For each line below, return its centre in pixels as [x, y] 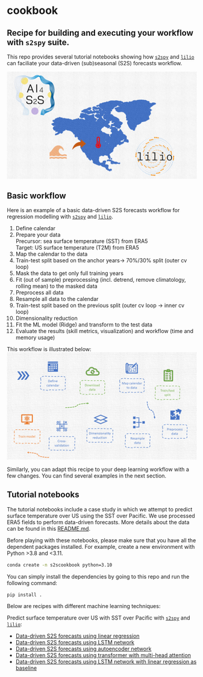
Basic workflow [36, 196]
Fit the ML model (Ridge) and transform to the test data [84, 325]
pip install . [25, 595]
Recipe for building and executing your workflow [100, 33]
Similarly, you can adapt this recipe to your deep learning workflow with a [98, 469]
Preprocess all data [39, 293]
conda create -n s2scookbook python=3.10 [60, 565]
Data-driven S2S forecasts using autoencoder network [83, 649]
